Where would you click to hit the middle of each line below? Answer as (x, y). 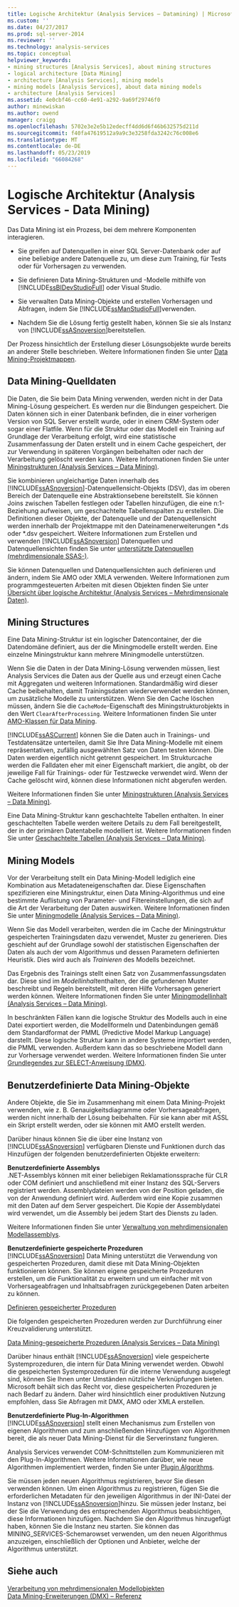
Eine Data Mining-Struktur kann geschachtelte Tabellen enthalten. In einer (116, 816)
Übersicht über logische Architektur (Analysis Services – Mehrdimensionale (118, 592)
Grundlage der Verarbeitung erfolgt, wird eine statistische (92, 436)
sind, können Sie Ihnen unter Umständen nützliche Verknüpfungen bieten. (116, 1379)
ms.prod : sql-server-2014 (46, 34)
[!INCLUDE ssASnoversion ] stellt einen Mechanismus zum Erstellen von (111, 1423)
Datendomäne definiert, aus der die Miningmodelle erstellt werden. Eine (113, 647)
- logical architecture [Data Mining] (65, 73)
